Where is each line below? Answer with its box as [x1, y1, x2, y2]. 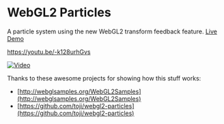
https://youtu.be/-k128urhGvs [7, 48, 91, 56]
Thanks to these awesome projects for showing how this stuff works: [7, 74, 201, 82]
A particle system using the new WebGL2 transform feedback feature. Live [7, 27, 217, 35]
